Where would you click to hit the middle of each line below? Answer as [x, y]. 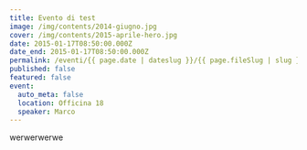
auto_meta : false [51, 94]
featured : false [40, 78]
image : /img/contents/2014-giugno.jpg [83, 27]
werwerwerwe [37, 137]
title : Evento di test [53, 18]
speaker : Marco [47, 112]
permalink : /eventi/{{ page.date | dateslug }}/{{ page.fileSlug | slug [151, 60]
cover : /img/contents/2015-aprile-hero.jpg [94, 35]
